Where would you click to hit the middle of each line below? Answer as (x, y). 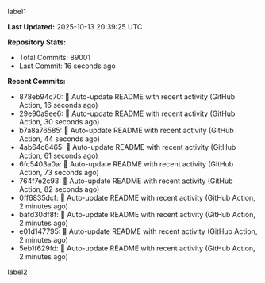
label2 (17, 272)
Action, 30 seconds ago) (59, 122)
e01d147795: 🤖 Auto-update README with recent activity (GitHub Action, (138, 231)
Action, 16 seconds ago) (58, 105)
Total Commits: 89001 (55, 57)
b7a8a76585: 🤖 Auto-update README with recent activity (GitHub (127, 130)
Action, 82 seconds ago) (59, 189)
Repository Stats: (37, 42)
